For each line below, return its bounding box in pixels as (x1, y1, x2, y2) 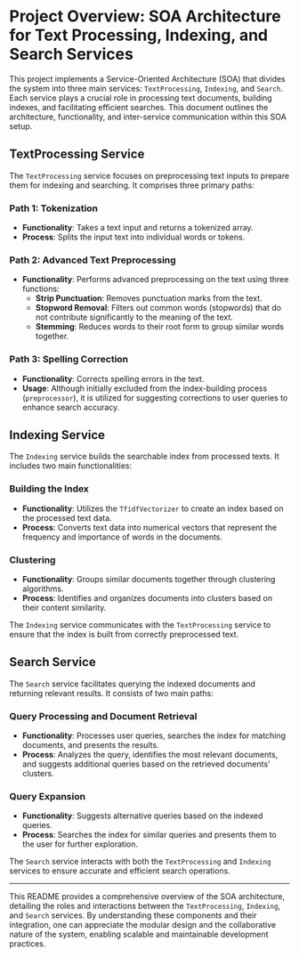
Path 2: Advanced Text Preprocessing (9, 254, 176, 266)
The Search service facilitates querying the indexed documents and (9, 678, 256, 689)
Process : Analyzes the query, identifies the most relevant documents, (21, 750, 279, 760)
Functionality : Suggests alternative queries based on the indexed (21, 810, 263, 821)
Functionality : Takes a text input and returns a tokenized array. (21, 223, 254, 233)
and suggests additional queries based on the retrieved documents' (21, 759, 271, 769)
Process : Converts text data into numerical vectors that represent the (21, 522, 278, 532)
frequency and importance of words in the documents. (21, 532, 223, 542)
